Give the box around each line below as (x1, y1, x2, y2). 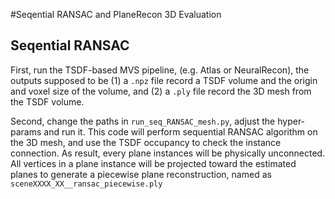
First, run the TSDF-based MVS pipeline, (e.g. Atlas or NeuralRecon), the (10, 64, 310, 76)
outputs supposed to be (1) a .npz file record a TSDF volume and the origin (10, 74, 318, 86)
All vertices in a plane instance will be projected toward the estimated (10, 157, 297, 169)
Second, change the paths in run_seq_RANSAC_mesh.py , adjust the (10, 115, 276, 127)
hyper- (277, 115, 306, 127)
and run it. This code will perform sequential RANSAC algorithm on (43, 125, 318, 138)
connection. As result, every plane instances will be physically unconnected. (10, 147, 326, 159)
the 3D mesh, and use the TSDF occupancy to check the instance (10, 136, 282, 148)
